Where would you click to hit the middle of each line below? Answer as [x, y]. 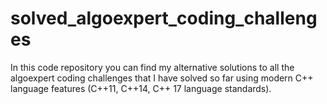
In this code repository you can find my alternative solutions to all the [152, 67]
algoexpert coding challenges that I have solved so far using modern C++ [162, 78]
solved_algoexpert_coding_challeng [164, 18]
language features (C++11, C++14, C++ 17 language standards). [141, 88]
